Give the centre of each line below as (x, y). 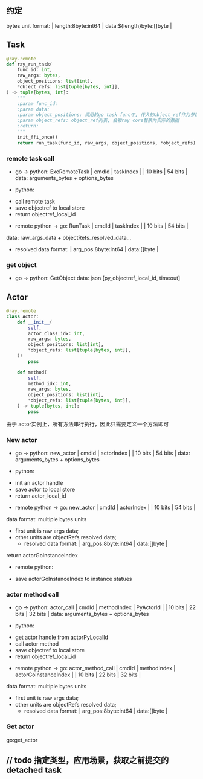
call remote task (35, 201)
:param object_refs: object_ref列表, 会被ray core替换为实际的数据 (98, 120)
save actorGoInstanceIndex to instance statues (73, 579)
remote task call (30, 158)
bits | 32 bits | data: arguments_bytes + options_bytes (82, 614)
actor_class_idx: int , (56, 333)
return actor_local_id (40, 496)
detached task (34, 770)
